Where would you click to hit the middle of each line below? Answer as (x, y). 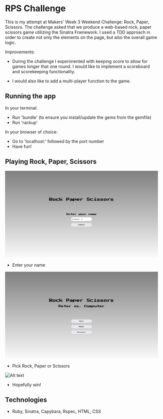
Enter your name (29, 265)
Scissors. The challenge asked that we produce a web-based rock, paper (78, 27)
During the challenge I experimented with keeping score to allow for (80, 61)
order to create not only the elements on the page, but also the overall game (81, 37)
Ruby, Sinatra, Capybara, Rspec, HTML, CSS (57, 411)
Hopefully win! (26, 385)
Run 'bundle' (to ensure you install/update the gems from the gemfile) (82, 117)
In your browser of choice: (32, 132)
